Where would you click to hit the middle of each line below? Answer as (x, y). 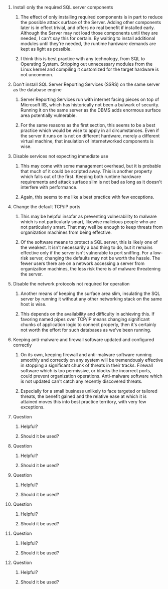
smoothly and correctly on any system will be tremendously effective (92, 360)
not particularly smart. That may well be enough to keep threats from (92, 227)
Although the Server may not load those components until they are (89, 33)
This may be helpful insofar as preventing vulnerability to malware (89, 216)
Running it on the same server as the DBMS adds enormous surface (91, 110)
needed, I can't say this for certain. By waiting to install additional (88, 38)
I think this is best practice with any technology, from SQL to (82, 59)
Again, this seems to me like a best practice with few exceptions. (87, 197)
